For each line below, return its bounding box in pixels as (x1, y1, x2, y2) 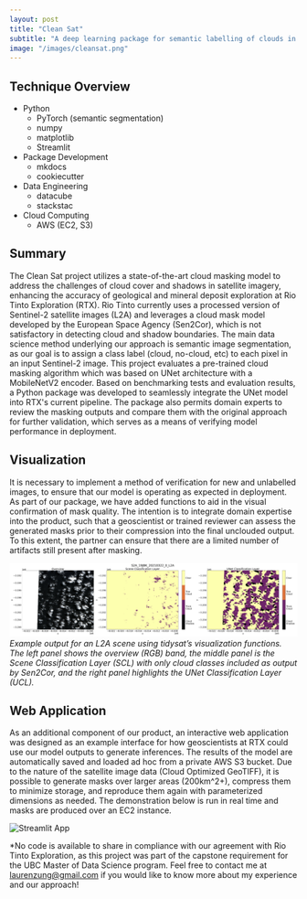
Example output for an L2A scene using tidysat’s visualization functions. (9, 637, 282, 648)
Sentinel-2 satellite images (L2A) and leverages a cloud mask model (9, 309, 266, 320)
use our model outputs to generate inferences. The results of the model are (9, 746, 293, 758)
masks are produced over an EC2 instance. (9, 805, 172, 816)
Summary (9, 246, 67, 262)
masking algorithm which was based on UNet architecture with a (9, 367, 253, 379)
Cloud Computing (22, 210, 90, 221)
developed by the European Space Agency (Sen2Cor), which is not (9, 318, 262, 329)
